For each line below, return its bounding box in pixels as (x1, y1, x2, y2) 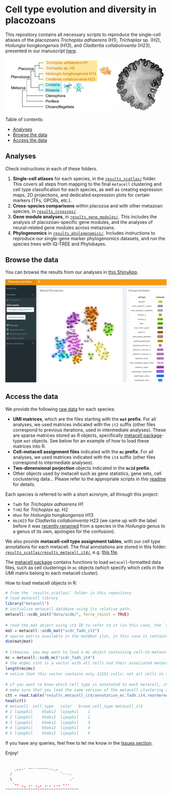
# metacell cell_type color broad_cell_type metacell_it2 (5, 703, 143, 709)
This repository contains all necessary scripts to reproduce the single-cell (5, 31, 161, 37)
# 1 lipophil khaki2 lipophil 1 (5, 709, 91, 714)
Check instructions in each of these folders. (5, 165, 98, 172)
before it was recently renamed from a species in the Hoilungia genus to (12, 522, 165, 529)
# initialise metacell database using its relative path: (5, 606, 132, 612)
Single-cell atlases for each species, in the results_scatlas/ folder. (12, 175, 157, 181)
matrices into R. (12, 443, 46, 449)
